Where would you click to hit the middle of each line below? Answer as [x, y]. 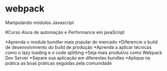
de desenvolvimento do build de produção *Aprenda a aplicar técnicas [78, 47]
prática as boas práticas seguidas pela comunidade [58, 63]
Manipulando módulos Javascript [40, 22]
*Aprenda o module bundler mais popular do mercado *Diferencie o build [81, 42]
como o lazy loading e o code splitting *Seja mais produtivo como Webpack [84, 52]
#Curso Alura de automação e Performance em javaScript [65, 32]
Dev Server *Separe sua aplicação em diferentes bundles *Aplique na [78, 57]
